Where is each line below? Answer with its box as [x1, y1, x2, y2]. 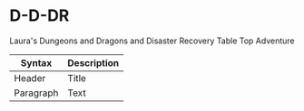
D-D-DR [9, 5, 70, 26]
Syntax [20, 56, 53, 69]
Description [67, 56, 120, 69]
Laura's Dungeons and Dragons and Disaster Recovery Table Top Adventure [9, 35, 295, 46]
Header [14, 71, 46, 84]
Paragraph [14, 87, 59, 99]
